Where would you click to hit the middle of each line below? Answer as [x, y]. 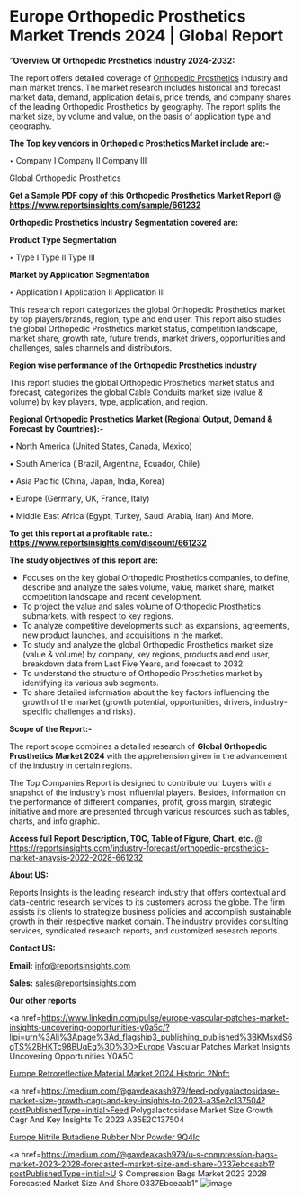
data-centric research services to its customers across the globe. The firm [147, 902]
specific [37, 711]
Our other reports [43, 1000]
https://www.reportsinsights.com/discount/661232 [108, 542]
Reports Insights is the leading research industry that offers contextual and [147, 892]
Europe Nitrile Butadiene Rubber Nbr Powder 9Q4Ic [105, 1137]
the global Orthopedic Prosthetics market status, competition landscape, [144, 328]
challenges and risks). [95, 711]
